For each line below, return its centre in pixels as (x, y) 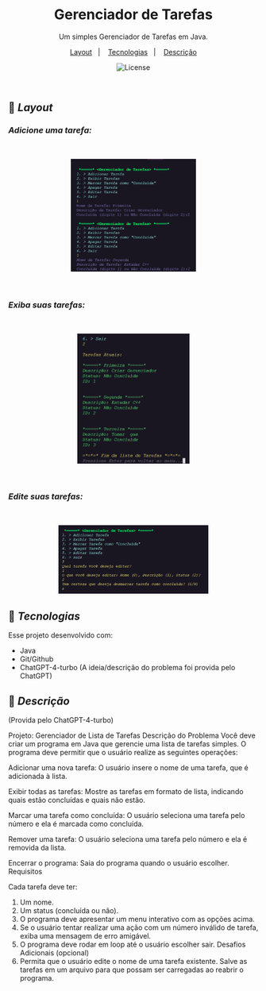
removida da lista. (37, 848)
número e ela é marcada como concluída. (76, 824)
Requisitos (25, 872)
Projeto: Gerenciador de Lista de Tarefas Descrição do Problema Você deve (132, 735)
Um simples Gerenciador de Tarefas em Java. (133, 37)
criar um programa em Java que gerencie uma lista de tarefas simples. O (127, 744)
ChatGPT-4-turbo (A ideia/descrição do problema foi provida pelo (127, 668)
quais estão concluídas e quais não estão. (77, 800)
